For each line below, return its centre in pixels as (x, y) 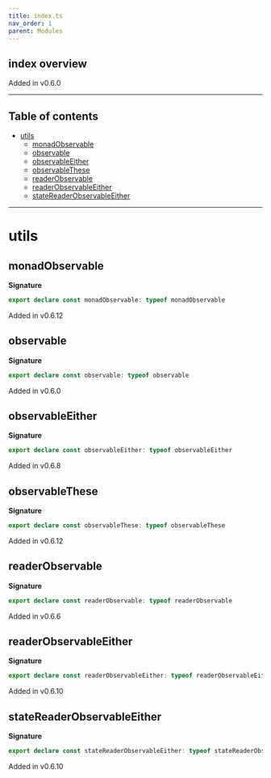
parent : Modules (35, 31)
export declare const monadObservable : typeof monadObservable (117, 300)
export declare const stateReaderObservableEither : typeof (110, 751)
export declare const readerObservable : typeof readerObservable (120, 600)
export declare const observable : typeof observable (99, 375)
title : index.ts (35, 16)
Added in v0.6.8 (35, 466)
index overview (48, 63)
